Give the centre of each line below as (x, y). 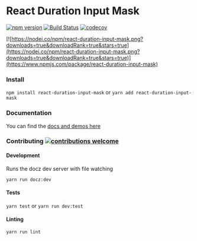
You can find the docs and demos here (53, 126)
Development (23, 156)
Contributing (25, 141)
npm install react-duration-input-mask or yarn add (70, 93)
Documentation (29, 113)
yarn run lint (24, 232)
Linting (15, 219)
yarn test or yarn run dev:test (45, 205)
